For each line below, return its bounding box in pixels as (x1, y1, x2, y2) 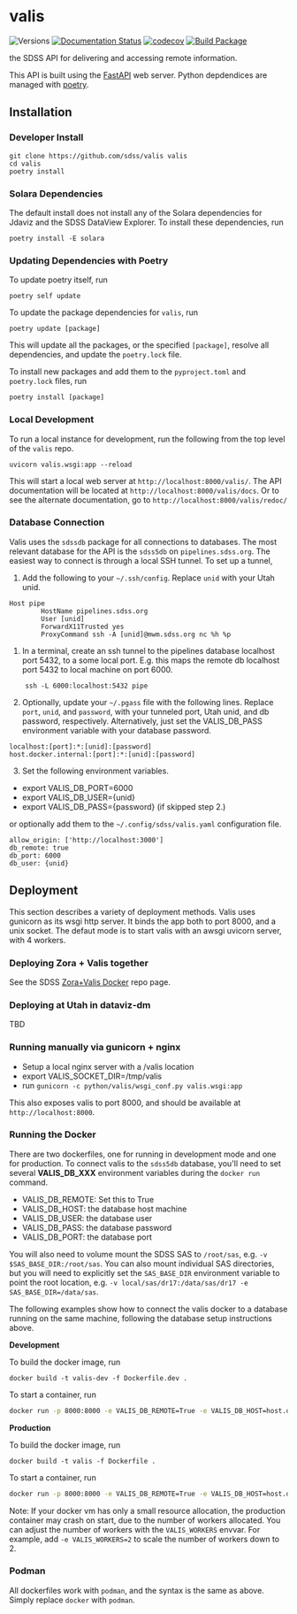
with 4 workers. (9, 934, 66, 945)
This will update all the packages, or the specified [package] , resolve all (9, 340, 270, 350)
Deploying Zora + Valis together (9, 957, 148, 969)
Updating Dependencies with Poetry (9, 254, 169, 266)
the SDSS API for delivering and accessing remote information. (9, 52, 238, 63)
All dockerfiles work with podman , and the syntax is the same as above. (9, 1585, 265, 1595)
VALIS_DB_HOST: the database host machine (21, 1203, 187, 1214)
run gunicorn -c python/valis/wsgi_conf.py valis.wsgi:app (21, 1080, 243, 1090)
